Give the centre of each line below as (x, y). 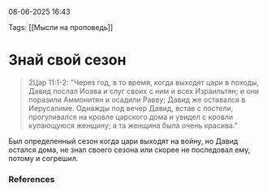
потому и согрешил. (43, 158)
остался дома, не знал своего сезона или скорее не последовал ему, (129, 150)
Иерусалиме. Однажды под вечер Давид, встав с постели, (131, 108)
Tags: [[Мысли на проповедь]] (61, 27)
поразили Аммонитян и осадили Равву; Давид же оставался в (137, 100)
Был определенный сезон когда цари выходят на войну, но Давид (123, 141)
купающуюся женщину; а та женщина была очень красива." (133, 125)
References (32, 179)
